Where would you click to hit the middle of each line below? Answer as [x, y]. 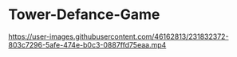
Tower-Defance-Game [84, 15]
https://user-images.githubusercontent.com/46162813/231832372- [118, 36]
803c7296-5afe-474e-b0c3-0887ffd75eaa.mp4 [87, 44]
